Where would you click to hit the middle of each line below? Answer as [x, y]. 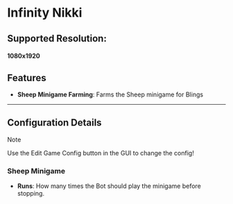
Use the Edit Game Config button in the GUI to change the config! [101, 153]
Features [27, 78]
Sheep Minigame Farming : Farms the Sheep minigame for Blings [110, 94]
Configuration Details [54, 123]
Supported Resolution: [57, 39]
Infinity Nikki [45, 13]
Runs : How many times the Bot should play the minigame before [109, 186]
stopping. [31, 194]
